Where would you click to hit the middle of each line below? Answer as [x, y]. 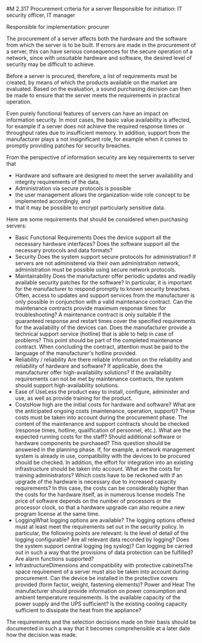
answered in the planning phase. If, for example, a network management [105, 449]
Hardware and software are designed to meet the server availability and [104, 175]
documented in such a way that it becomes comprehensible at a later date [98, 628]
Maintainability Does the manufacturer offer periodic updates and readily [105, 276]
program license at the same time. [57, 514]
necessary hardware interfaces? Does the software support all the [97, 244]
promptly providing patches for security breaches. [69, 145]
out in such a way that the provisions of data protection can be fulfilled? [104, 552]
